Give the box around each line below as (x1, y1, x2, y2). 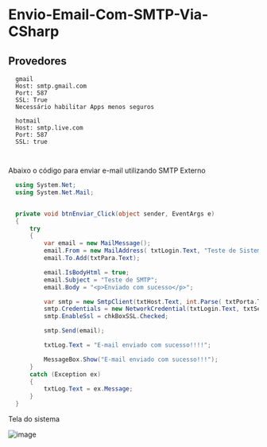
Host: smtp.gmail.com (15, 82, 87, 90)
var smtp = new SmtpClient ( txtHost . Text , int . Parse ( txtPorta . (43, 297, 258, 305)
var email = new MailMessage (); (43, 239, 151, 247)
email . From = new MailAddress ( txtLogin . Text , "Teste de (43, 247, 237, 255)
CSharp (8, 22, 60, 41)
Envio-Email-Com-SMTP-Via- (8, 6, 209, 24)
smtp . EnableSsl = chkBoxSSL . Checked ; (43, 313, 169, 321)
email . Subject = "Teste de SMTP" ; (43, 276, 158, 284)
